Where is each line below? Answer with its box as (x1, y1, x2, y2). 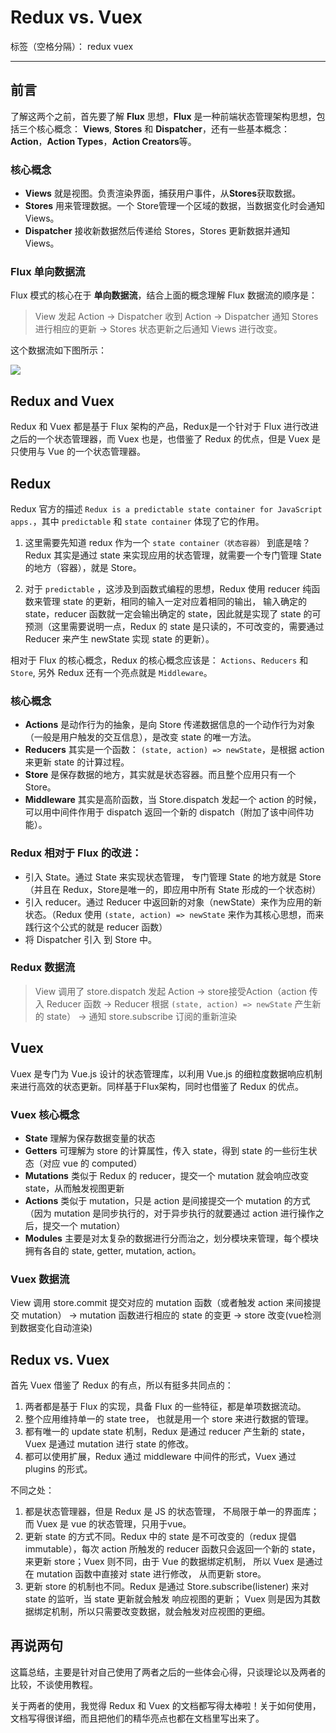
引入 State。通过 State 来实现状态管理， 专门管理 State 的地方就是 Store (24, 871, 322, 883)
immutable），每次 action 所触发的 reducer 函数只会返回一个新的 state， (24, 1543, 321, 1555)
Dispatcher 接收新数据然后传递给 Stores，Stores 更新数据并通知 (24, 225, 291, 237)
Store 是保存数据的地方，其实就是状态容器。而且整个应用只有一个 (24, 769, 297, 781)
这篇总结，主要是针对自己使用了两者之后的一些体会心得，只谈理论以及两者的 (10, 1666, 326, 1678)
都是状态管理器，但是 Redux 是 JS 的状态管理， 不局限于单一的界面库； (24, 1506, 320, 1518)
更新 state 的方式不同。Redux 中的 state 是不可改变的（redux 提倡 (24, 1531, 297, 1543)
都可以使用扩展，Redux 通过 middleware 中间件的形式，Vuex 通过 (24, 1451, 297, 1463)
